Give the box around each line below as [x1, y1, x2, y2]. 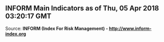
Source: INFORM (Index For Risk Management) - [5, 25, 108, 31]
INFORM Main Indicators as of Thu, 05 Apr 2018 [5, 4, 159, 13]
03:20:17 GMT [5, 12, 52, 21]
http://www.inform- [109, 25, 152, 31]
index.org [5, 30, 26, 37]
